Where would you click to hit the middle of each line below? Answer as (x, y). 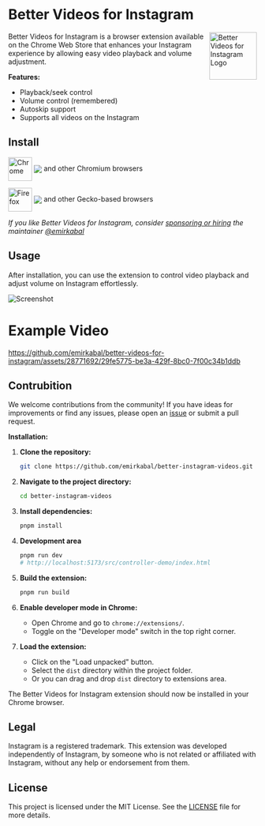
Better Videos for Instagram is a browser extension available (106, 36)
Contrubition (40, 385)
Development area (50, 541)
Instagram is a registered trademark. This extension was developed (118, 746)
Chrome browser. (36, 702)
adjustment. (28, 62)
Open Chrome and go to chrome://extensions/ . (108, 623)
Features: (24, 77)
